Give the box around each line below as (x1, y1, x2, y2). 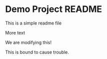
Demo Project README (5, 3, 102, 15)
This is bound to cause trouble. (5, 49, 69, 55)
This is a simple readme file (5, 20, 61, 26)
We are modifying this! (5, 39, 51, 45)
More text (5, 29, 25, 35)
